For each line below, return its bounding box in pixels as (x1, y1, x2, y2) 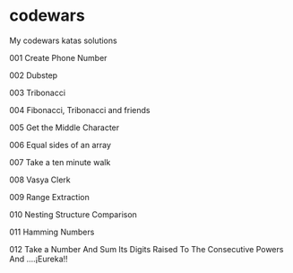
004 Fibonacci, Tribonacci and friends (9, 104, 151, 115)
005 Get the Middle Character (9, 122, 120, 133)
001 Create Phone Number (9, 52, 108, 63)
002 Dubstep (9, 69, 58, 81)
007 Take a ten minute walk (9, 156, 111, 167)
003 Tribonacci (9, 87, 65, 98)
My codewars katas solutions (9, 35, 118, 46)
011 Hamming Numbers (9, 226, 95, 237)
